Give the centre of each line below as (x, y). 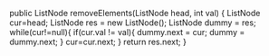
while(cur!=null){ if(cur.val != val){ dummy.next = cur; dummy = (127, 32)
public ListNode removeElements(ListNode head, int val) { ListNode (135, 13)
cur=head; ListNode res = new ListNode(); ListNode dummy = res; (133, 23)
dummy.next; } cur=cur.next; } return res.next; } (98, 42)
